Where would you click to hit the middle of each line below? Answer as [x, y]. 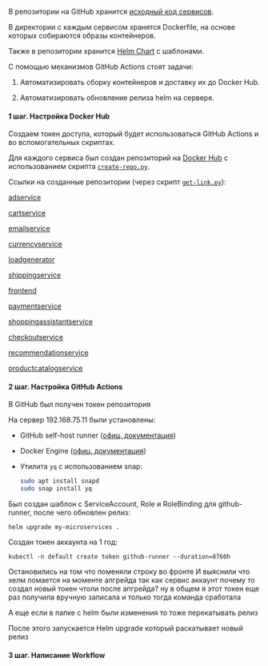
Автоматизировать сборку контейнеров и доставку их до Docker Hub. [140, 82]
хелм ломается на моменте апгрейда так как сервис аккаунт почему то [132, 580]
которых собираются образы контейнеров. [82, 36]
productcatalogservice [46, 369]
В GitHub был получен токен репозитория [80, 405]
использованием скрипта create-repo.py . [79, 167]
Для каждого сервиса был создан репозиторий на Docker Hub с [118, 158]
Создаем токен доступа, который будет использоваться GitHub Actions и [134, 134]
